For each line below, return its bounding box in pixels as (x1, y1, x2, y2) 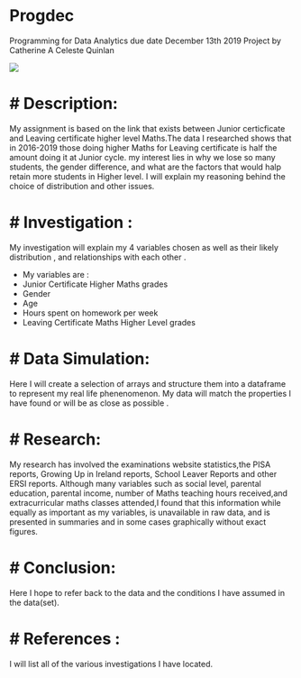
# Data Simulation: (9, 349, 150, 369)
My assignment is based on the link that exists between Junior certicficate (9, 123, 286, 133)
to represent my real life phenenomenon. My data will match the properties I (9, 388, 291, 399)
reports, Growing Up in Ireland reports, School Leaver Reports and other (9, 468, 278, 479)
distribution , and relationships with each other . (9, 252, 187, 262)
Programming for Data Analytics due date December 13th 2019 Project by (9, 35, 282, 46)
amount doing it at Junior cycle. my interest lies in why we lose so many (9, 151, 277, 162)
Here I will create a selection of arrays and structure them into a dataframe (9, 378, 287, 389)
